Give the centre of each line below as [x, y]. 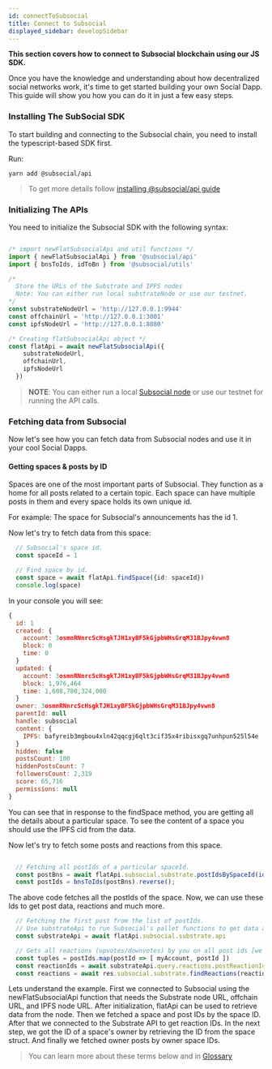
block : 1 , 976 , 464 [52, 683]
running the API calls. [64, 400]
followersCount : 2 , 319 [54, 774]
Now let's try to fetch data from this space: [80, 533]
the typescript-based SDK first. [60, 143]
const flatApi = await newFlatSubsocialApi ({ [86, 346]
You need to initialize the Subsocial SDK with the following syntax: [118, 227]
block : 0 [38, 646]
